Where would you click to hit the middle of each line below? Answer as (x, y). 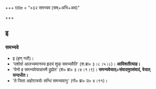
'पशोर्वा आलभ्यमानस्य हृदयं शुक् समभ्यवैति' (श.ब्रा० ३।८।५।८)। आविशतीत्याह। (76, 64)
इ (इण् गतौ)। (23, 58)
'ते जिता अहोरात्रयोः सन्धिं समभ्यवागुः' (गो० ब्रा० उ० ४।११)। (60, 81)
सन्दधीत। (20, 75)
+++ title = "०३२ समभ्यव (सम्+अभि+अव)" (42, 8)
